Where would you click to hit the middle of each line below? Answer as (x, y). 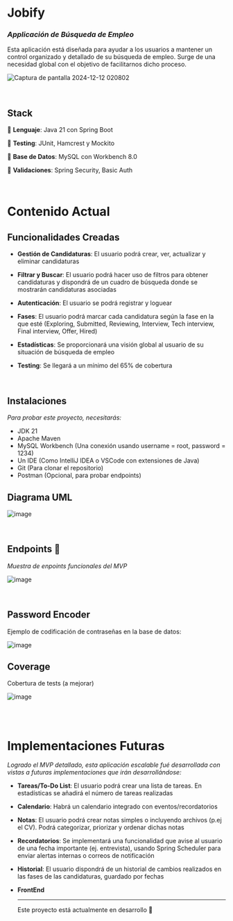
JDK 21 (27, 431)
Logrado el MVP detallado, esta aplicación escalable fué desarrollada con (114, 765)
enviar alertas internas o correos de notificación (86, 856)
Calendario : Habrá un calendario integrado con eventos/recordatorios (118, 806)
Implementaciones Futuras (86, 746)
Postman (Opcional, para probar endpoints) (79, 475)
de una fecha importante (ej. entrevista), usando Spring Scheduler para (119, 848)
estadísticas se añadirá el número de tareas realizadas (95, 793)
